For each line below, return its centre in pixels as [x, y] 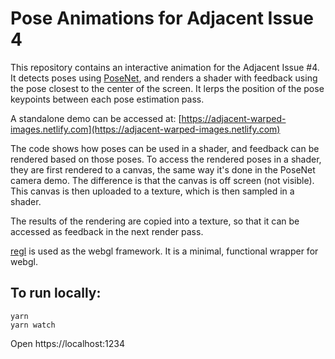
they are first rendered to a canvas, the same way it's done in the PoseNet [163, 169]
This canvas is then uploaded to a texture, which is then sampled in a [152, 191]
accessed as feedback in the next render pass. [107, 231]
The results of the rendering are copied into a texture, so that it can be [155, 221]
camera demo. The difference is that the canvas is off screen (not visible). [162, 180]
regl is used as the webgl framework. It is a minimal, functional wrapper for [164, 251]
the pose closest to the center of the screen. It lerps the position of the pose [167, 88]
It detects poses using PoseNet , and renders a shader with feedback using [164, 78]
